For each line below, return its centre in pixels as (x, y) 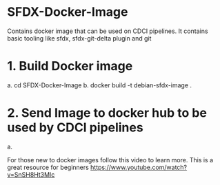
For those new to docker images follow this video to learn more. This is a (110, 160)
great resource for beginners (48, 167)
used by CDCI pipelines (75, 128)
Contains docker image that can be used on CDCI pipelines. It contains (108, 31)
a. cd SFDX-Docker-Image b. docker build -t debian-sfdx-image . (99, 85)
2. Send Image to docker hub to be (107, 113)
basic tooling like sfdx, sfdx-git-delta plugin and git (79, 38)
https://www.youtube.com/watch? (139, 167)
